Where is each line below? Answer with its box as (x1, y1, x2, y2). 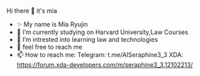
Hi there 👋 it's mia (6, 7, 58, 15)
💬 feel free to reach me (16, 43, 83, 51)
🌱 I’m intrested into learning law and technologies (16, 36, 158, 43)
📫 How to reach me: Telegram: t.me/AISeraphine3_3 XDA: (16, 51, 183, 59)
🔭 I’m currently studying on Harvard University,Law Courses (16, 28, 189, 36)
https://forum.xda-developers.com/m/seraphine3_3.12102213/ (16, 61, 194, 69)
